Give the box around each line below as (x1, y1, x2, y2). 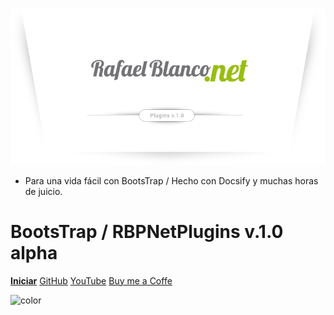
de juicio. (24, 185, 63, 197)
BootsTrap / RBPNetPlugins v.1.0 (10, 220, 284, 243)
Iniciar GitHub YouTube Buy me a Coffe (10, 274, 173, 287)
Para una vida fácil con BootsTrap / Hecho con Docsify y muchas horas (24, 174, 319, 187)
